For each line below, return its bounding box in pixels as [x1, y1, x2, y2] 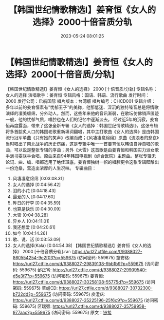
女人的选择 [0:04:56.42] [12, 181, 61, 188]
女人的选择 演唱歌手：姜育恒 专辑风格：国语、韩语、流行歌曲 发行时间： [5, 92, 150, 98]
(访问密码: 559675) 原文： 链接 [51, 309, 112, 315]
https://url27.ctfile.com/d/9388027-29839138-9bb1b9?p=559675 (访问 [12, 261, 155, 266]
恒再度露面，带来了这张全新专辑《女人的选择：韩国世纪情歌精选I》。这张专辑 [5, 122, 158, 128]
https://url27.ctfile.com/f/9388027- [72, 248, 143, 254]
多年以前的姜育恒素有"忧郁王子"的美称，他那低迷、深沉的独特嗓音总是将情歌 [5, 104, 159, 110]
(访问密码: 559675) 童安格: [77, 254, 130, 261]
